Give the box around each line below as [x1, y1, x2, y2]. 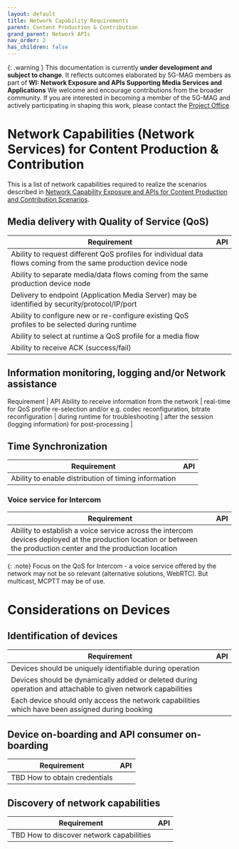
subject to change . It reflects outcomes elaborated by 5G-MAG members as [7, 71, 231, 79]
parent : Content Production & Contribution [7, 24, 139, 31]
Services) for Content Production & [7, 141, 219, 158]
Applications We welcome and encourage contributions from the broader [7, 86, 224, 94]
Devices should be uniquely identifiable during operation [11, 663, 201, 673]
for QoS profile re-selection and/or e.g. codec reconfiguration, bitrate [7, 405, 211, 413]
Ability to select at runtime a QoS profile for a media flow [11, 331, 200, 341]
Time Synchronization [7, 440, 108, 452]
